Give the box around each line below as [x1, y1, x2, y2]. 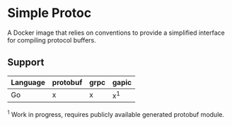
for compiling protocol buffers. [7, 35, 97, 44]
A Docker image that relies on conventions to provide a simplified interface [7, 28, 225, 37]
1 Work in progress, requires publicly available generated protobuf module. [7, 109, 225, 118]
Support [7, 57, 45, 69]
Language [11, 77, 46, 87]
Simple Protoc [7, 5, 92, 21]
